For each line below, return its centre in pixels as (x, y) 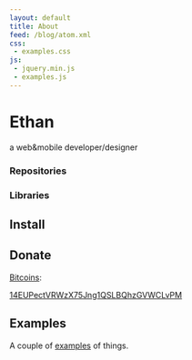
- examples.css (42, 52)
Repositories (38, 171)
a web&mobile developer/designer (74, 147)
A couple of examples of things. (69, 345)
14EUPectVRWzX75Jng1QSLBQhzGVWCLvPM (96, 295)
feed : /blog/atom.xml (51, 35)
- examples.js (40, 77)
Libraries (30, 195)
